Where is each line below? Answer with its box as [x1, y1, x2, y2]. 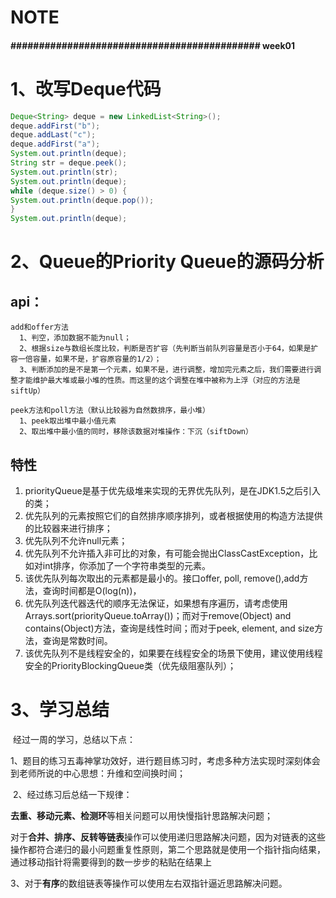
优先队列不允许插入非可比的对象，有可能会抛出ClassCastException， [24, 547, 310, 560]
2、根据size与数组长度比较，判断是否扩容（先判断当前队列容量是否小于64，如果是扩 [19, 344, 319, 354]
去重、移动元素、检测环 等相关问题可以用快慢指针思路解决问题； [10, 809, 273, 821]
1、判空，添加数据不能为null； [19, 333, 132, 343]
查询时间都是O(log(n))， [42, 585, 142, 597]
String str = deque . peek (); [10, 158, 128, 168]
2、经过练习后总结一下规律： [12, 788, 133, 800]
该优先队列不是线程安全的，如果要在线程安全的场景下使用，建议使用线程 [24, 647, 323, 660]
